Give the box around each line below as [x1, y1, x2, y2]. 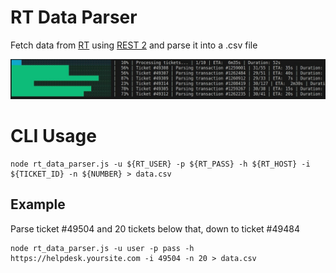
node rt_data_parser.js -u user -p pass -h [10, 243, 195, 253]
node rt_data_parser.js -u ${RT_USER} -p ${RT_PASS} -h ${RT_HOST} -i [10, 159, 311, 169]
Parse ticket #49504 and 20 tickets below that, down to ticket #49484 [10, 222, 300, 235]
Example [10, 196, 66, 213]
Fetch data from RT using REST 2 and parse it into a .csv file [10, 39, 258, 51]
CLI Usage [10, 125, 97, 148]
